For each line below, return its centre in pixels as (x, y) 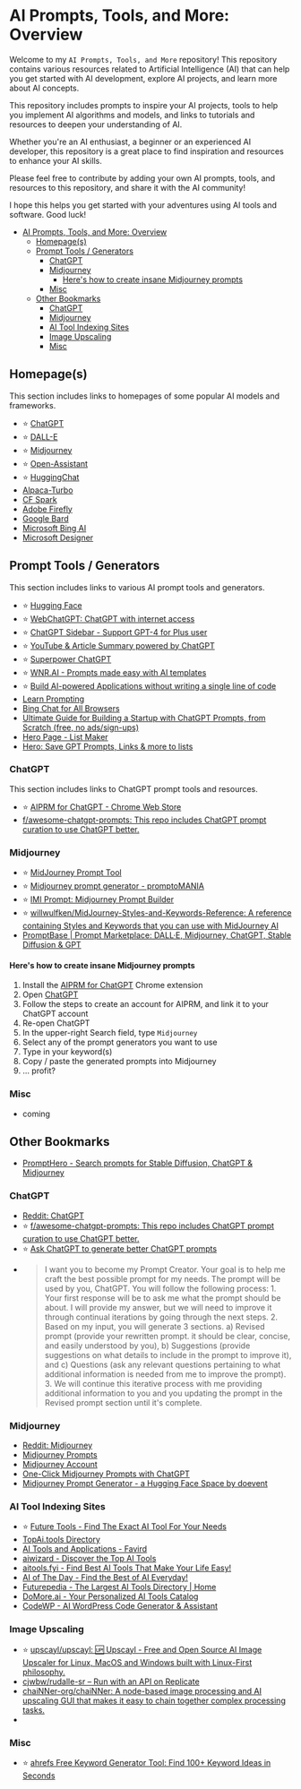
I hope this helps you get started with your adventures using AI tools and (143, 205)
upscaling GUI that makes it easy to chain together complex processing (154, 1700)
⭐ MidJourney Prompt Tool (72, 873)
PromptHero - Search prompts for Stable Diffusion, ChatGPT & (138, 1163)
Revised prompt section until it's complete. (123, 1402)
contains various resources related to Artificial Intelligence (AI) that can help (150, 69)
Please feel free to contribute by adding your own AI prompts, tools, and (142, 178)
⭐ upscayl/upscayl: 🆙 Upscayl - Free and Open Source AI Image (142, 1649)
